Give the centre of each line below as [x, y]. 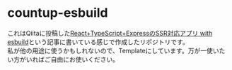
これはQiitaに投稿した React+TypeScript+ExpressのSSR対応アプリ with [110, 33]
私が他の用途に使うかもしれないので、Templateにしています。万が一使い [113, 50]
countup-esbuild [58, 13]
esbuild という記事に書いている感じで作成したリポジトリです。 [98, 42]
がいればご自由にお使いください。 [69, 59]
